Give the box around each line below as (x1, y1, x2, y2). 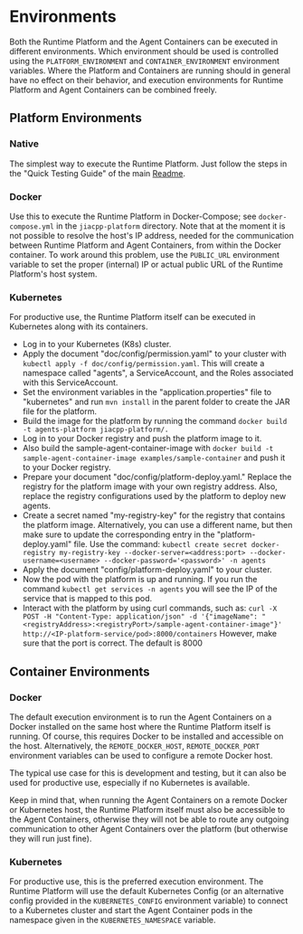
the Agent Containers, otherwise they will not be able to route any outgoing (9, 814, 289, 825)
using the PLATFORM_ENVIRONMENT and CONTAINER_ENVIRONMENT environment (9, 55, 280, 66)
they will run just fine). (9, 833, 92, 844)
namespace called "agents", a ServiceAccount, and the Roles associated (22, 368, 294, 379)
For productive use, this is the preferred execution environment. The (9, 876, 264, 887)
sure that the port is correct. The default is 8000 (22, 637, 204, 648)
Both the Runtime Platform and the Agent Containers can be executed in (9, 36, 279, 47)
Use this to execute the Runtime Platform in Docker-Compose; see (9, 211, 257, 222)
